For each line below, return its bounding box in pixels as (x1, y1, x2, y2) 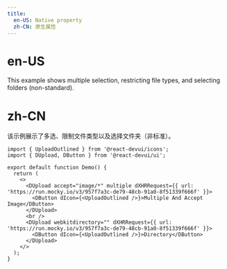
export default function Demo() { (7, 164, 108, 171)
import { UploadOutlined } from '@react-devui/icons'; (7, 146, 169, 153)
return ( (13, 170, 39, 178)
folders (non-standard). (7, 84, 74, 92)
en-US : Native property (13, 17, 82, 24)
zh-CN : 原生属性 (13, 23, 57, 30)
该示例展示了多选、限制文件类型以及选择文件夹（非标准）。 (7, 132, 175, 140)
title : (7, 10, 26, 17)
